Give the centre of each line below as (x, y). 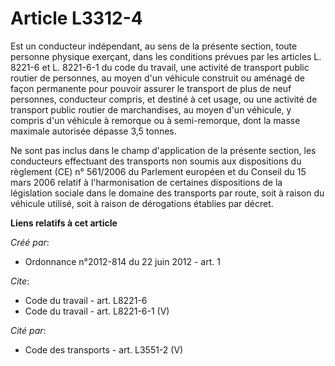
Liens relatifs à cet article (64, 223)
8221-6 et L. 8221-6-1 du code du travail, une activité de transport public (160, 67)
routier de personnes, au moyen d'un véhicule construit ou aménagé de (157, 78)
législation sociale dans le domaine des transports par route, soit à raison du (167, 193)
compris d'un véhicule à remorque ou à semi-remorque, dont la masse (155, 120)
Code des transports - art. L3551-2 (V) (104, 349)
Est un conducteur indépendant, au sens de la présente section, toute (154, 46)
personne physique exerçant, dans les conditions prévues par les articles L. (166, 56)
